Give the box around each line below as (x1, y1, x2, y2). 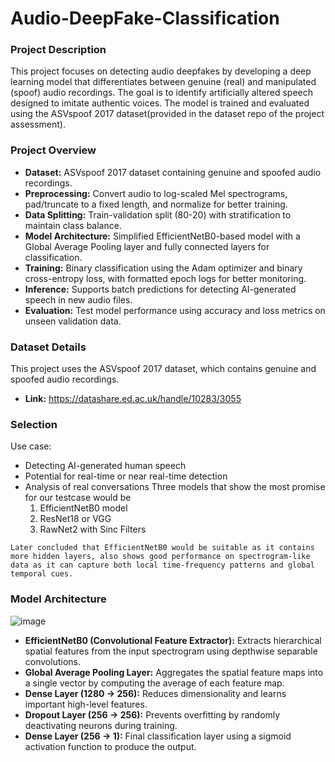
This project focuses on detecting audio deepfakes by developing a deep (10, 65, 312, 77)
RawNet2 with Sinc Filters (39, 523, 147, 536)
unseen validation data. (24, 315, 122, 327)
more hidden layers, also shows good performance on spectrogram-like (10, 552, 311, 562)
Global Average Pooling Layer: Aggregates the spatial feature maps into (24, 666, 324, 678)
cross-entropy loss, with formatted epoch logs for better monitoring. (24, 272, 307, 284)
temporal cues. (10, 569, 74, 579)
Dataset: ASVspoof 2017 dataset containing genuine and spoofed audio (24, 166, 322, 178)
